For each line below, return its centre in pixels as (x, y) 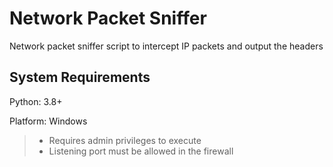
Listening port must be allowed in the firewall (141, 151)
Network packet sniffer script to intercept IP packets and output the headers (166, 46)
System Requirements (80, 77)
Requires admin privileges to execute (125, 140)
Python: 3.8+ (36, 101)
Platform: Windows (48, 121)
